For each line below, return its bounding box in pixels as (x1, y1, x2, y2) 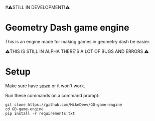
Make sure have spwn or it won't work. (5, 83, 85, 89)
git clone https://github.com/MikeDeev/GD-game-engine (5, 102, 122, 107)
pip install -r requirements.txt (5, 111, 75, 116)
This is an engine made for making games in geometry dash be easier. (5, 38, 150, 44)
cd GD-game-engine (5, 106, 44, 111)
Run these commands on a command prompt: (5, 92, 100, 98)
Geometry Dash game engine (5, 22, 129, 33)
